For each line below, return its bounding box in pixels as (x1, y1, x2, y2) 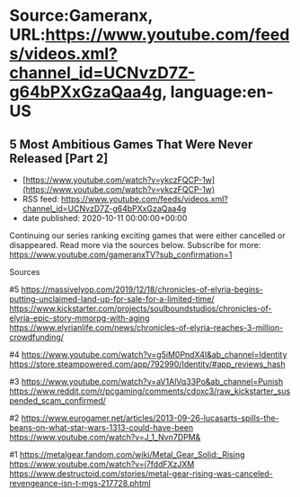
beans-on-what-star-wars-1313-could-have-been (9, 422, 194, 432)
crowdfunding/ (9, 332, 65, 342)
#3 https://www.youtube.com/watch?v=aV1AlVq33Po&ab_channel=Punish (9, 377, 284, 386)
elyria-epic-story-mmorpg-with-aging (9, 313, 150, 324)
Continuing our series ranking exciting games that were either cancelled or (9, 230, 286, 241)
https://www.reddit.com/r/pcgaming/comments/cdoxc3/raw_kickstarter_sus (9, 386, 291, 396)
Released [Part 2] (9, 150, 109, 166)
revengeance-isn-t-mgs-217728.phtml (9, 478, 151, 488)
